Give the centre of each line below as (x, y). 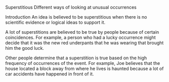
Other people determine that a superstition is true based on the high (76, 58)
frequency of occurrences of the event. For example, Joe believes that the (83, 63)
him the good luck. (25, 48)
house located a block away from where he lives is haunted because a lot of (85, 68)
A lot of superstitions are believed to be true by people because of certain (82, 32)
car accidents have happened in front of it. (50, 74)
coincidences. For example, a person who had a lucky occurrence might (80, 37)
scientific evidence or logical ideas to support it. (55, 22)
